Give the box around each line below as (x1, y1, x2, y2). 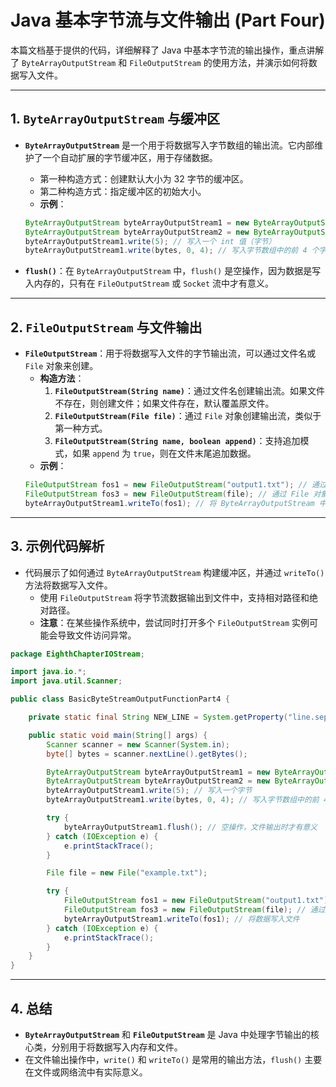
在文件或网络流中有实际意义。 (24, 1066, 148, 1078)
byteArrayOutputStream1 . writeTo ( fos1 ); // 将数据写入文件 (63, 914, 300, 924)
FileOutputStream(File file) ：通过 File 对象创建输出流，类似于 (54, 410, 322, 422)
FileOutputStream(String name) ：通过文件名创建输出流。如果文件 (54, 385, 325, 397)
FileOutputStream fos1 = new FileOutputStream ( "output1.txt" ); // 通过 (24, 480, 327, 490)
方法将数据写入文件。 (24, 579, 113, 591)
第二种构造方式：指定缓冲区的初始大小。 (39, 185, 207, 197)
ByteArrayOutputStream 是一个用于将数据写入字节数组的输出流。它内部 (24, 139, 315, 151)
